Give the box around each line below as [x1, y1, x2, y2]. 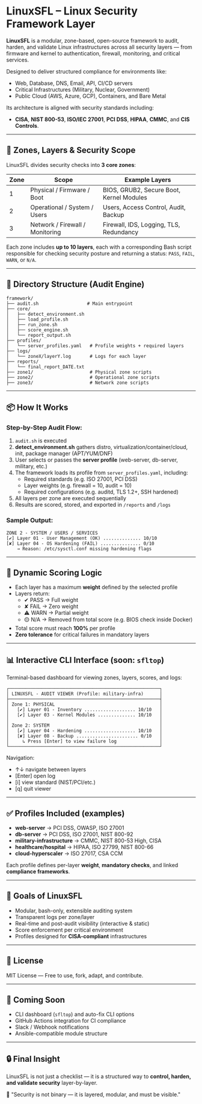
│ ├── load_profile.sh [6, 316, 69, 322]
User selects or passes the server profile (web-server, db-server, [14, 456, 179, 463]
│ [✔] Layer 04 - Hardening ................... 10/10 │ [6, 728, 163, 734]
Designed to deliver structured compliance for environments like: [6, 67, 167, 75]
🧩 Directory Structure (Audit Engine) [6, 279, 145, 290]
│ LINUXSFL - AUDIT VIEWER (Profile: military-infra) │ [6, 691, 163, 697]
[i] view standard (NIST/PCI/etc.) [14, 779, 96, 786]
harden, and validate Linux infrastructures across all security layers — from [6, 43, 192, 51]
